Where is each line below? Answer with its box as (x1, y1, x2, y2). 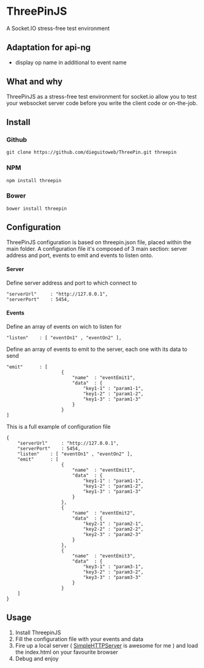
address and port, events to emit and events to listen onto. (6, 251, 153, 259)
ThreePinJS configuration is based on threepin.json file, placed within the (6, 238, 192, 246)
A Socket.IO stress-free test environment (6, 25, 110, 32)
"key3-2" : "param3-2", (83, 569, 144, 575)
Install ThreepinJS (15, 629, 61, 636)
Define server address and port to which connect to (6, 279, 137, 286)
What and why (6, 77, 63, 87)
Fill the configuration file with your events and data (15, 635, 144, 642)
